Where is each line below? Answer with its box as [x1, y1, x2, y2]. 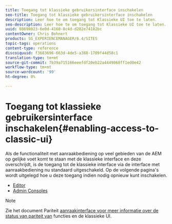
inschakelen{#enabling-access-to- [5, 123, 159, 134]
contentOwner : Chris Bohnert [5, 31, 68, 36]
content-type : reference [5, 46, 59, 51]
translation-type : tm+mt [5, 55, 59, 60]
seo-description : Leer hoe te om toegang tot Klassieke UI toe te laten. [5, 22, 167, 27]
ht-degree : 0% [5, 74, 36, 79]
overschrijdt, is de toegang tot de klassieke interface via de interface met [5, 161, 160, 167]
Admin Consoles [12, 188, 48, 194]
